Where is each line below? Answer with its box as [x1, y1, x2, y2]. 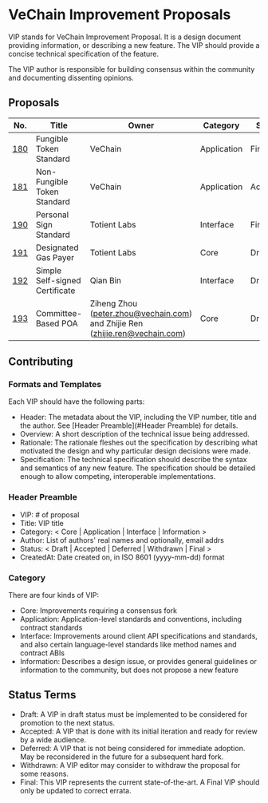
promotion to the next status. [19, 718, 116, 727]
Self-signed [35, 275, 81, 286]
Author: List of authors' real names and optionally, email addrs [19, 535, 225, 544]
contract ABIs [19, 648, 65, 658]
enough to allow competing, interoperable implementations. [19, 472, 216, 481]
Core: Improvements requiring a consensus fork [19, 606, 178, 615]
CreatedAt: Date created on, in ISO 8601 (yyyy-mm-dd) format [19, 552, 225, 562]
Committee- [35, 307, 82, 318]
